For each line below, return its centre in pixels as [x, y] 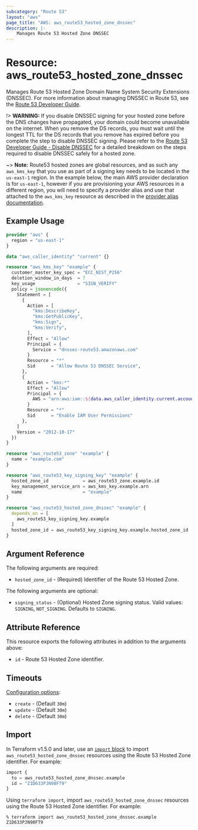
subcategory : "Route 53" [37, 12]
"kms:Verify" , [49, 328]
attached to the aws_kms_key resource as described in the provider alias [92, 196]
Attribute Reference [43, 627]
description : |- [26, 28]
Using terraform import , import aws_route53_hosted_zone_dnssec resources [98, 800]
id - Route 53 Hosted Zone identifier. [59, 659]
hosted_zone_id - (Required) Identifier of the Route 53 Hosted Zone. [97, 579]
